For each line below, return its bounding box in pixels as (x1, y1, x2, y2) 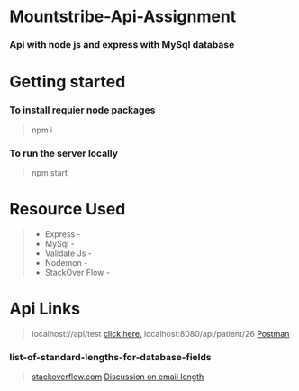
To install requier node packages (9, 104, 156, 116)
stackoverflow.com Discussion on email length (31, 371, 204, 382)
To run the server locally (9, 147, 119, 159)
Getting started (9, 72, 126, 92)
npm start (31, 167, 68, 177)
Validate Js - (44, 248, 92, 259)
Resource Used (9, 199, 126, 220)
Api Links (9, 299, 81, 319)
